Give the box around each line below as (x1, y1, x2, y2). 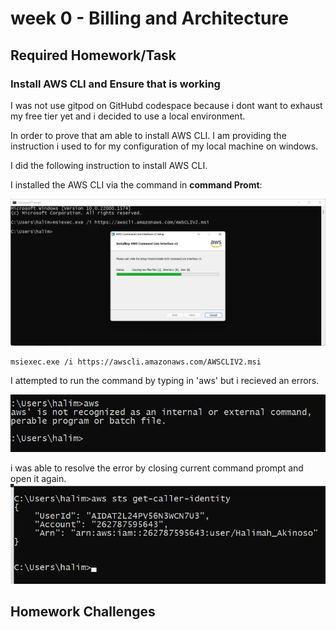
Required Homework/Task (10, 47, 177, 64)
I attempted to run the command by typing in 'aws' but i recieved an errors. (10, 375, 320, 387)
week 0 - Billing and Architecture (10, 7, 289, 30)
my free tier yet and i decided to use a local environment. (10, 110, 246, 122)
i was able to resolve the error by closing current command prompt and (10, 462, 304, 474)
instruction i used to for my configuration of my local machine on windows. (10, 140, 319, 152)
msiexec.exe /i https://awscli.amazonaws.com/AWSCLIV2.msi (10, 357, 262, 367)
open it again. (10, 472, 67, 484)
